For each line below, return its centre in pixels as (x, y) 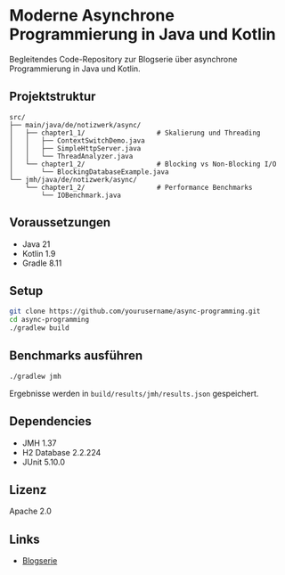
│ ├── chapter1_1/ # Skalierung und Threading (135, 133)
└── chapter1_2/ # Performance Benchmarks (139, 187)
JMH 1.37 (39, 443)
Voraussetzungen (60, 222)
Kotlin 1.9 (39, 253)
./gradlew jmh (36, 376)
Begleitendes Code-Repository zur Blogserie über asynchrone (123, 59)
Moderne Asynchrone (92, 16)
